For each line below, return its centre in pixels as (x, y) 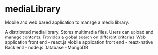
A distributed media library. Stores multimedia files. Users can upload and (79, 32)
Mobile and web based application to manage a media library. (67, 22)
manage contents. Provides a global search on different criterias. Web (75, 37)
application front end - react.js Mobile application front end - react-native (79, 42)
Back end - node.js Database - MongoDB (46, 47)
